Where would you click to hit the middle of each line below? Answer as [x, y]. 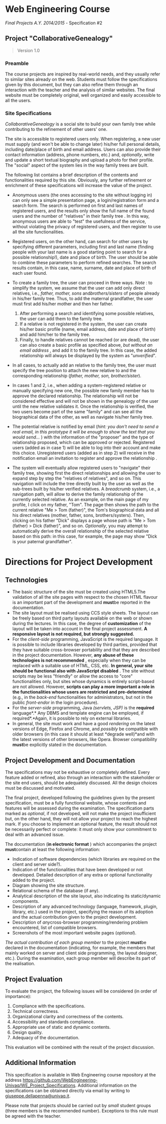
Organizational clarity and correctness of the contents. [68, 1016]
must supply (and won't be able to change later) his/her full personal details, [83, 144]
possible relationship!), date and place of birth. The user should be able [85, 257]
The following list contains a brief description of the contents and [72, 175]
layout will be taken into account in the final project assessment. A [80, 629]
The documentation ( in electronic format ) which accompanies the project [81, 844]
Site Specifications [28, 113]
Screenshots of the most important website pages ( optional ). [74, 933]
